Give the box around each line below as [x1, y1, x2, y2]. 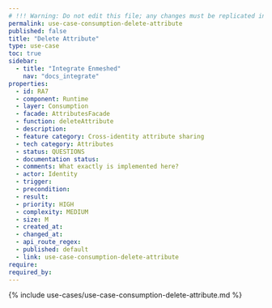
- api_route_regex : [15, 238, 82, 246]
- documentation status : [15, 155, 100, 163]
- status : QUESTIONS [15, 148, 85, 156]
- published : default [15, 246, 89, 254]
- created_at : [15, 223, 63, 231]
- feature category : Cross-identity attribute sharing [15, 132, 205, 140]
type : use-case [8, 42, 60, 50]
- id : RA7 [15, 87, 49, 96]
